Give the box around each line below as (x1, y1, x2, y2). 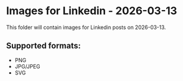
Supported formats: (6, 41, 81, 51)
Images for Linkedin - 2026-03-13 (6, 4, 177, 18)
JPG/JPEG (14, 63, 40, 70)
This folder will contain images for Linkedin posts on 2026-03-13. (6, 24, 166, 31)
